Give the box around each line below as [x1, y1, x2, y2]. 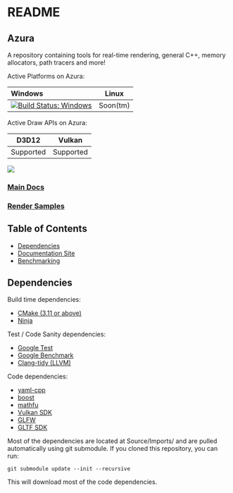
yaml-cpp [17, 386, 46, 395]
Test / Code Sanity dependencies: [7, 330, 106, 338]
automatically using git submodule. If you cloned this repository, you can [7, 444, 218, 453]
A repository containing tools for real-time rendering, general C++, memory [7, 51, 227, 59]
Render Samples [7, 201, 65, 211]
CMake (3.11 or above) [17, 309, 82, 317]
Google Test [17, 344, 53, 352]
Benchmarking [17, 256, 61, 264]
